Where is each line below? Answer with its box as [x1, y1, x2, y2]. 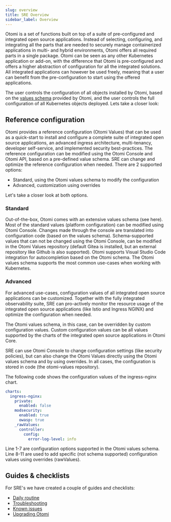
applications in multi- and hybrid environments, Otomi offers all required [5, 47, 157, 54]
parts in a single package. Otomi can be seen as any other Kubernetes [5, 53, 153, 59]
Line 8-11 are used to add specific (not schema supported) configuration [5, 451, 158, 457]
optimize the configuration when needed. [5, 311, 92, 317]
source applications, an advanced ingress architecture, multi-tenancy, [5, 140, 153, 146]
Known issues [12, 506, 42, 512]
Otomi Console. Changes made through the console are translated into [5, 227, 154, 233]
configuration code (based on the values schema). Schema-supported [5, 233, 154, 239]
